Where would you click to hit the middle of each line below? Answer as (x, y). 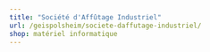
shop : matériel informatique (63, 33)
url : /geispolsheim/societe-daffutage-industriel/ (105, 26)
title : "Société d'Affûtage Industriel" (86, 17)
